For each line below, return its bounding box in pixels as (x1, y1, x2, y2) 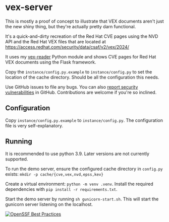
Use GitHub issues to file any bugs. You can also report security (5, 84, 138, 90)
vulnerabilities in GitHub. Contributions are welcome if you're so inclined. (5, 89, 157, 95)
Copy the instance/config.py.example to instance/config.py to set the (5, 68, 152, 75)
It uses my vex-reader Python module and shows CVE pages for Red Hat (5, 53, 156, 59)
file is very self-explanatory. (5, 122, 64, 128)
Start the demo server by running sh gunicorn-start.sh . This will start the (5, 196, 159, 202)
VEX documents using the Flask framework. (5, 59, 96, 65)
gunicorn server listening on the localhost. (5, 201, 93, 207)
